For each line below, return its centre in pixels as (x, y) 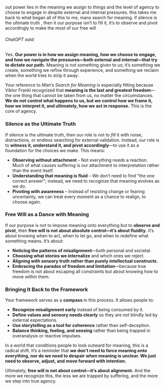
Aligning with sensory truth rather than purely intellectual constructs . (85, 261)
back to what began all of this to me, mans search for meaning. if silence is (81, 17)
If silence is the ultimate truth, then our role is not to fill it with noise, (74, 134)
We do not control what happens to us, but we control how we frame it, (79, 101)
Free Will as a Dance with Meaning (47, 215)
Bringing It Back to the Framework (47, 289)
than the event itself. (33, 170)
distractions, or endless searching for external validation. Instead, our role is (82, 140)
